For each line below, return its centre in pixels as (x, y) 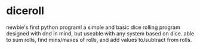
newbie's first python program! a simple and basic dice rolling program (93, 27)
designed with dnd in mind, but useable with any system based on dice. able (100, 33)
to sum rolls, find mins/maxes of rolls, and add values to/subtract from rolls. (99, 40)
